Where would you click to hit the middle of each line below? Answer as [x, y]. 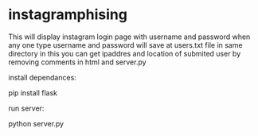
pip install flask [33, 92]
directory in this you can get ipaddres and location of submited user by [125, 53]
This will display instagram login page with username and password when [129, 37]
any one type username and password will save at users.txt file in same [125, 45]
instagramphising [68, 15]
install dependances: [43, 77]
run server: [26, 108]
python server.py [36, 123]
